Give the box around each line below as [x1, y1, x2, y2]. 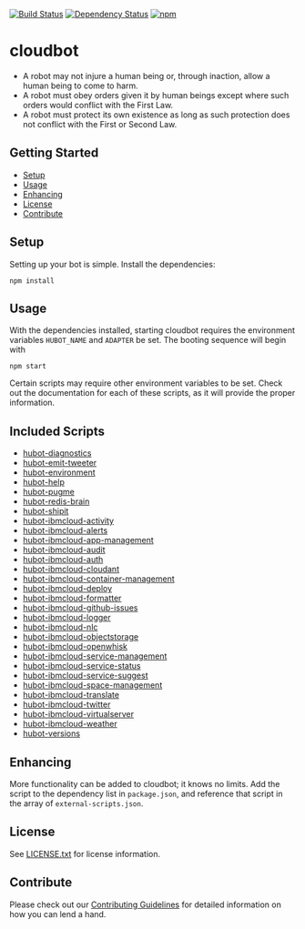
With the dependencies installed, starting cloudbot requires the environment [9, 325, 296, 336]
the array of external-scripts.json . [9, 798, 144, 809]
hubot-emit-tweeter [22, 458, 97, 469]
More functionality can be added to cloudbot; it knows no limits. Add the [9, 779, 280, 789]
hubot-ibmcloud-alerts [22, 525, 108, 536]
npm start [9, 362, 47, 371]
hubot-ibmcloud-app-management [22, 535, 155, 546]
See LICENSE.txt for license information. [9, 848, 161, 859]
